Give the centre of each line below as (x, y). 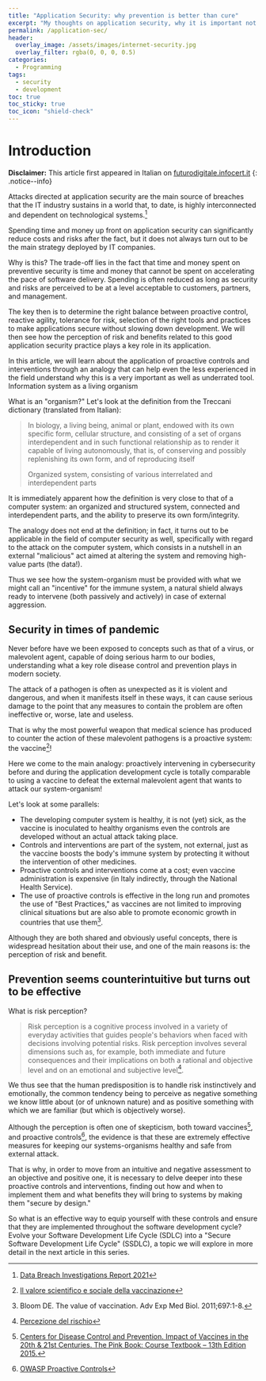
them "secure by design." (49, 1202)
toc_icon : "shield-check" (51, 112)
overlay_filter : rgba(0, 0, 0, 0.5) (76, 52)
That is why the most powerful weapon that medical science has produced (130, 730)
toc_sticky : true (37, 104)
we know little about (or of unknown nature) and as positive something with (131, 1102)
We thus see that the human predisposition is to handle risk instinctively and (132, 1085)
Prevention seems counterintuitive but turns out (129, 980)
